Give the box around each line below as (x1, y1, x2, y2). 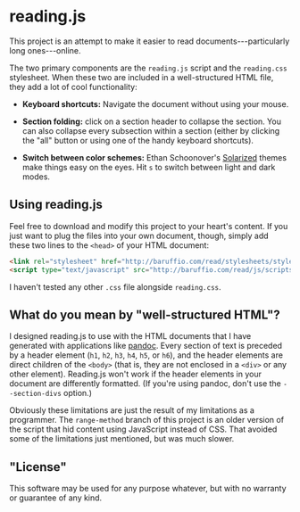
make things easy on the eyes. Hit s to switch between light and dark (21, 161, 276, 172)
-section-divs (9, 390, 62, 399)
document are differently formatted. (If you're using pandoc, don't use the (9, 378, 281, 389)
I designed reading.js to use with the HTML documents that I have (9, 331, 252, 342)
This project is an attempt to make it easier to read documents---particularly (9, 36, 290, 46)
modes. (21, 171, 51, 182)
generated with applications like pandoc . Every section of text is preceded (9, 341, 283, 351)
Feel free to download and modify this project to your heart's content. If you (9, 220, 288, 231)
